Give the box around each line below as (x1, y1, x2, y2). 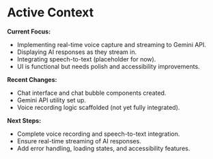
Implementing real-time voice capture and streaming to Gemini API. (16, 40, 207, 48)
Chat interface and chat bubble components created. (16, 89, 167, 97)
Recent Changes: (7, 75, 57, 83)
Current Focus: (7, 27, 51, 35)
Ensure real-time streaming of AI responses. (16, 136, 141, 145)
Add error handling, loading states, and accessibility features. (16, 144, 190, 152)
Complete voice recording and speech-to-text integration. (16, 130, 180, 138)
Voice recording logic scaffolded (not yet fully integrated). (16, 103, 180, 111)
